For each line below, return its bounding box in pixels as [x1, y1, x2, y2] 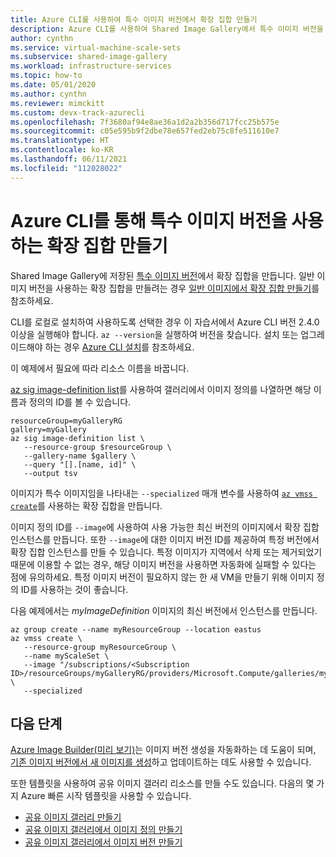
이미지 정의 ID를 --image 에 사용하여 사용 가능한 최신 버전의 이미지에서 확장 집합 [10, 521, 320, 533]
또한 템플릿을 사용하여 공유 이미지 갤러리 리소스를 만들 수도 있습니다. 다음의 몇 [10, 777, 315, 790]
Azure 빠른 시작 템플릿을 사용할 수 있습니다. [20, 790, 192, 802]
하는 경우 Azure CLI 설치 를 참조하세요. [44, 341, 195, 353]
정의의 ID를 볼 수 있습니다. [28, 396, 132, 408]
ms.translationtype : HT [10, 136, 110, 146]
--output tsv [23, 468, 78, 478]
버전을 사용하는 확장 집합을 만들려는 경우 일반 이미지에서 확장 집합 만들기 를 [28, 282, 320, 294]
